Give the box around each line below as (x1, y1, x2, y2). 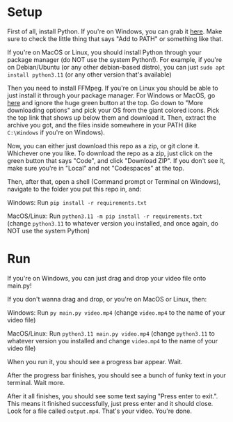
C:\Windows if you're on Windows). (7, 128, 106, 136)
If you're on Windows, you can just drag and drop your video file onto (7, 274, 207, 282)
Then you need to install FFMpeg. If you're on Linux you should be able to (7, 84, 218, 92)
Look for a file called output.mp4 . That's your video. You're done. (7, 407, 193, 415)
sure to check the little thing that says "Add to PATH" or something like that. (7, 34, 224, 42)
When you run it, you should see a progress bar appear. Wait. (7, 357, 183, 366)
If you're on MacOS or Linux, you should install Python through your (7, 48, 202, 56)
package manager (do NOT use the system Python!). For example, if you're (7, 55, 223, 63)
